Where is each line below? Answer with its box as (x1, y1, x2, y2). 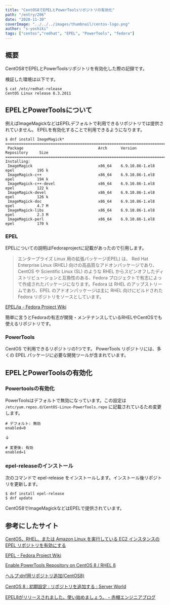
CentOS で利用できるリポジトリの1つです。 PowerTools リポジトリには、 (5, 346, 157, 352)
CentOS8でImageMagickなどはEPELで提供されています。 (5, 505, 125, 511)
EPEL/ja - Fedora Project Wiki (5, 304, 67, 310)
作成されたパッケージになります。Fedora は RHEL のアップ (22, 281, 145, 287)
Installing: (5, 159, 30, 164)
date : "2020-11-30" (5, 17, 47, 22)
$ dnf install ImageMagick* (5, 136, 65, 142)
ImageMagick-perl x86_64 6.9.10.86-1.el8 (7, 217, 155, 222)
